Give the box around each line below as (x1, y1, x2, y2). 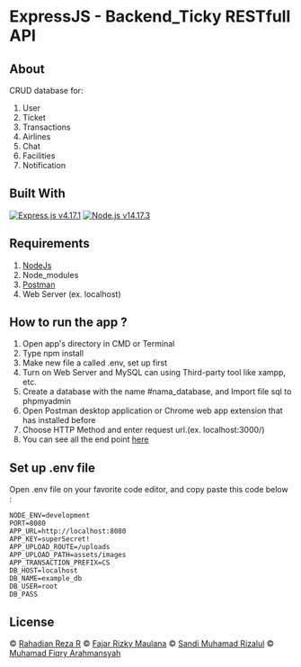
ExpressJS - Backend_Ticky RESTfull (9, 6, 291, 27)
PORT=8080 (9, 519, 47, 528)
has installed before (22, 415, 96, 426)
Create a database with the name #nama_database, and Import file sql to (22, 386, 292, 397)
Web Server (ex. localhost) (22, 288, 121, 299)
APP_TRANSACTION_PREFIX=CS (9, 558, 111, 568)
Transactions (22, 122, 71, 132)
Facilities (22, 150, 56, 161)
